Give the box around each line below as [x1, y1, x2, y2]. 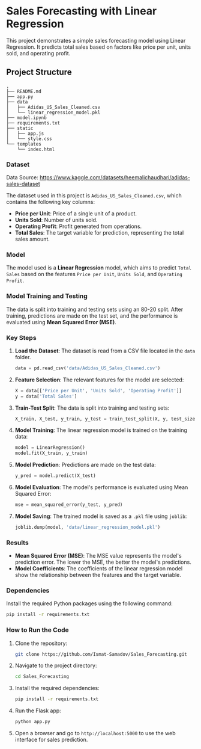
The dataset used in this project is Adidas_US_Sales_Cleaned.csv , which [6, 192, 182, 199]
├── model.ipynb [6, 114, 47, 121]
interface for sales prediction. [14, 736, 88, 744]
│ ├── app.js [6, 131, 44, 137]
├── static [6, 125, 34, 131]
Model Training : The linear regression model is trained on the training [14, 427, 187, 434]
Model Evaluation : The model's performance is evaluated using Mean [14, 484, 188, 491]
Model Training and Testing [6, 292, 88, 300]
